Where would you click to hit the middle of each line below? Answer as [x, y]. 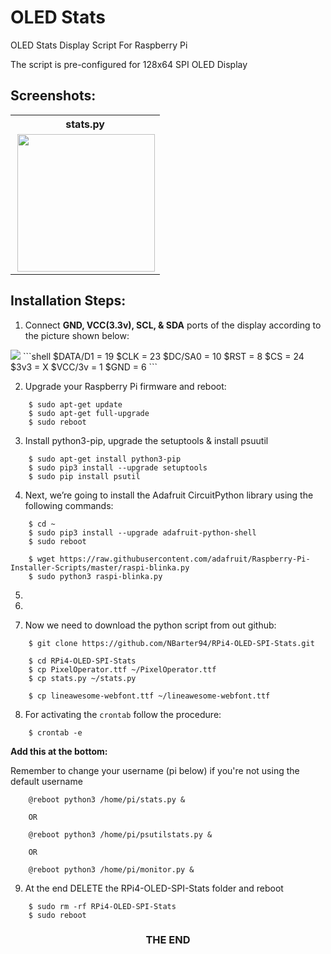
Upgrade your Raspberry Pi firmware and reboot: [125, 386]
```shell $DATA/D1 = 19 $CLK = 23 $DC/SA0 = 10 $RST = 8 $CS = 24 [163, 356]
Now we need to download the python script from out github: [150, 625]
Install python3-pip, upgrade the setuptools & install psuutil [146, 440]
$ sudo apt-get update [75, 404]
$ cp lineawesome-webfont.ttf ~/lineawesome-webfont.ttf [149, 696]
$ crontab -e [55, 732]
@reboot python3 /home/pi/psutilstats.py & [120, 834]
